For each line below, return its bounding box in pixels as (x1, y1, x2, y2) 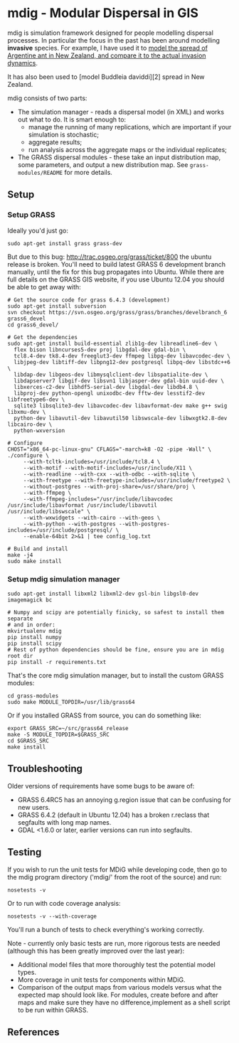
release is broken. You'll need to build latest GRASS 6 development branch (7, 260, 226, 268)
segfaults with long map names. (17, 818, 112, 826)
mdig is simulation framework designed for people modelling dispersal (7, 28, 213, 37)
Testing (7, 846, 42, 858)
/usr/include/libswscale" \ (7, 508, 91, 515)
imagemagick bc (7, 596, 53, 604)
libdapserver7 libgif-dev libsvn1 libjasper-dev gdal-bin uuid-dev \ (14, 377, 224, 385)
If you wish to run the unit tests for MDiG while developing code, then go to (7, 865, 228, 874)
